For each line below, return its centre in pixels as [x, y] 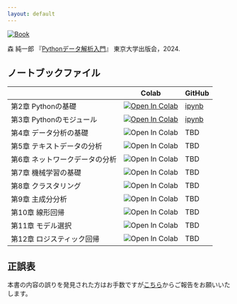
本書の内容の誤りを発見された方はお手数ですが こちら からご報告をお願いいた [119, 285]
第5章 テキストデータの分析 [57, 146]
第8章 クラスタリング [46, 186]
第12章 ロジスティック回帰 [56, 239]
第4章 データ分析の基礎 [50, 133]
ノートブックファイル [54, 73]
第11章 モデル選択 [41, 226]
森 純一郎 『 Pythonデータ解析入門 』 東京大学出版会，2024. [94, 48]
